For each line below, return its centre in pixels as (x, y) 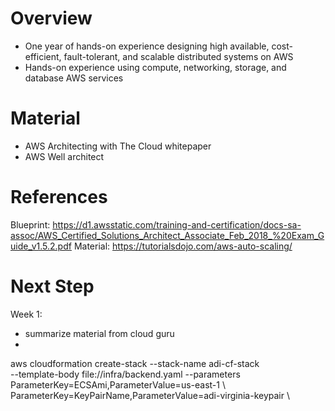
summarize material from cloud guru (99, 333)
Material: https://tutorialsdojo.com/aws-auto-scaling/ (183, 246)
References (59, 197)
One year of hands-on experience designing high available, (147, 46)
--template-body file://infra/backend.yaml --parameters (125, 374)
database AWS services (74, 78)
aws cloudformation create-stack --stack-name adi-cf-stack (135, 363)
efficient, (43, 56)
